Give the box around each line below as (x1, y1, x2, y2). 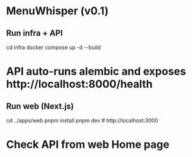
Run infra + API (6, 28, 63, 38)
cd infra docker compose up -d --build (6, 44, 101, 51)
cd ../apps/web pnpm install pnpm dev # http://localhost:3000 (6, 117, 159, 124)
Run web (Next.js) (6, 101, 74, 111)
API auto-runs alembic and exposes (6, 64, 186, 78)
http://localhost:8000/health (6, 78, 153, 91)
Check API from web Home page (6, 138, 169, 152)
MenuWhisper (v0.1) (6, 4, 109, 18)
